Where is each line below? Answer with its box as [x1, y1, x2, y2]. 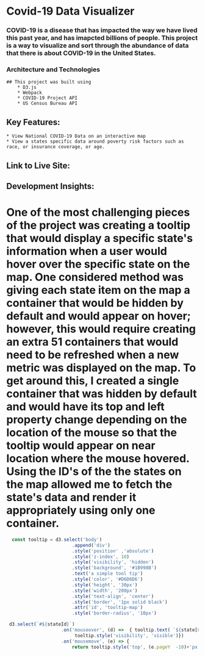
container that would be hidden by [6, 296, 184, 310]
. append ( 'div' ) [71, 542, 111, 548]
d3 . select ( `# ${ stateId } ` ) [9, 621, 75, 627]
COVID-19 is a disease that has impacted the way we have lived [6, 26, 198, 35]
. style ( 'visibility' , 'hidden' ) [71, 559, 154, 565]
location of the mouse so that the [6, 426, 177, 440]
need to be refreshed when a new [6, 348, 179, 362]
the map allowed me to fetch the [6, 477, 173, 491]
